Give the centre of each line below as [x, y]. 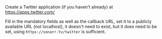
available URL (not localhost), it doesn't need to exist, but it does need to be [81, 26]
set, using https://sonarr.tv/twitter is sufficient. [55, 32]
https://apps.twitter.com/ [30, 12]
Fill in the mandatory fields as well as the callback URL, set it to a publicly [78, 21]
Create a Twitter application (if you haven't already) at [59, 7]
